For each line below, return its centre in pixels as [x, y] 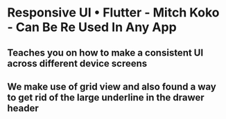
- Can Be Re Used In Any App [92, 27]
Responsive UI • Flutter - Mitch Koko [113, 13]
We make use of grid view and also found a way [112, 86]
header [23, 108]
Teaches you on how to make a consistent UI [105, 53]
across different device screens [77, 63]
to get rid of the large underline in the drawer [106, 97]
